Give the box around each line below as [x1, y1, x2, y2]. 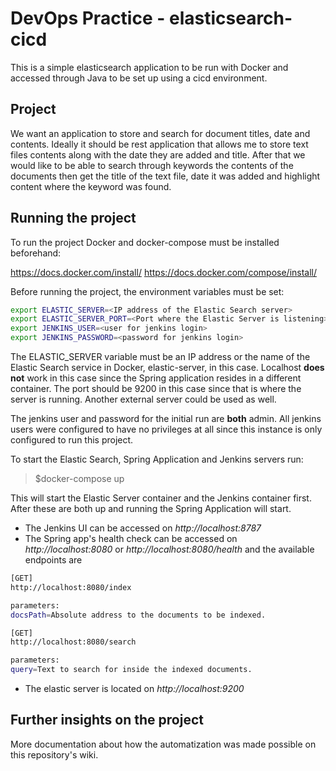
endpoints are [24, 554, 83, 566]
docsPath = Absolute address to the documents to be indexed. [10, 610, 267, 620]
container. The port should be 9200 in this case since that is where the [10, 383, 302, 395]
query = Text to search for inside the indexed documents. [10, 665, 253, 675]
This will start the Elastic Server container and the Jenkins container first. [10, 492, 312, 504]
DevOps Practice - [10, 7, 166, 30]
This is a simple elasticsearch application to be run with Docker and [10, 61, 289, 73]
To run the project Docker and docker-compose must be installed [10, 236, 280, 248]
